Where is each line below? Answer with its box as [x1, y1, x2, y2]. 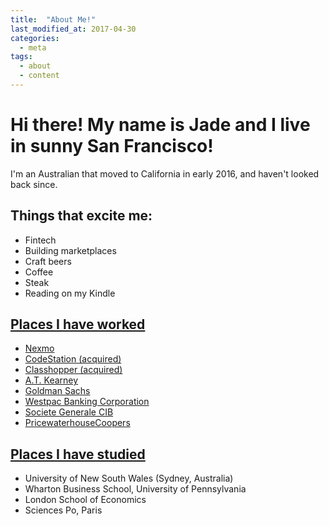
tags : [10, 52, 33, 62]
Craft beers [24, 255, 72, 267]
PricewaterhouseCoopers [24, 417, 131, 429]
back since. [10, 178, 58, 190]
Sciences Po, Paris [24, 504, 103, 516]
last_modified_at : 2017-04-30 [10, 24, 137, 34]
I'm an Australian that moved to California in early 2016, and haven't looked [10, 167, 320, 180]
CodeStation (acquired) [24, 353, 122, 365]
